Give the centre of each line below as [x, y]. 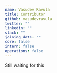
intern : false [20, 46]
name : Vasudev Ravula [28, 10]
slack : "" [15, 33]
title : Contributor [25, 14]
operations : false [24, 51]
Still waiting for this [25, 65]
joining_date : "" [23, 37]
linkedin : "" [19, 28]
